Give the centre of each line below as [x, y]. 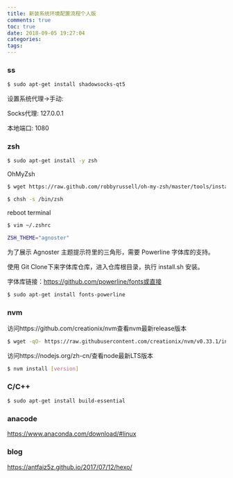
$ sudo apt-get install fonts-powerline [67, 295]
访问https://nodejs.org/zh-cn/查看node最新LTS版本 [80, 355]
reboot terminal [29, 213]
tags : [15, 46]
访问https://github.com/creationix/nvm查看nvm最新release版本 [97, 328]
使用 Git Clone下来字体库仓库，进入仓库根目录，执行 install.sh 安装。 [105, 266]
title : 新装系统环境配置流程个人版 [52, 14]
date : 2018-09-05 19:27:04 [46, 33]
